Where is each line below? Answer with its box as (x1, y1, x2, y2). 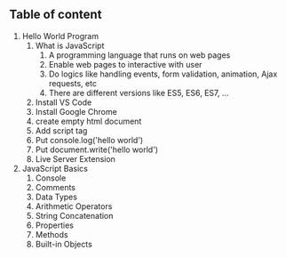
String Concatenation (35, 210, 114, 221)
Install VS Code (35, 97, 92, 108)
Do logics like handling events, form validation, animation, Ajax (48, 69, 278, 79)
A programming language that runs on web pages (48, 49, 231, 60)
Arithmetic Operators (35, 200, 113, 212)
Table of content (9, 7, 102, 22)
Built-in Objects (35, 238, 93, 249)
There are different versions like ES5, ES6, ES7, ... (48, 87, 229, 98)
